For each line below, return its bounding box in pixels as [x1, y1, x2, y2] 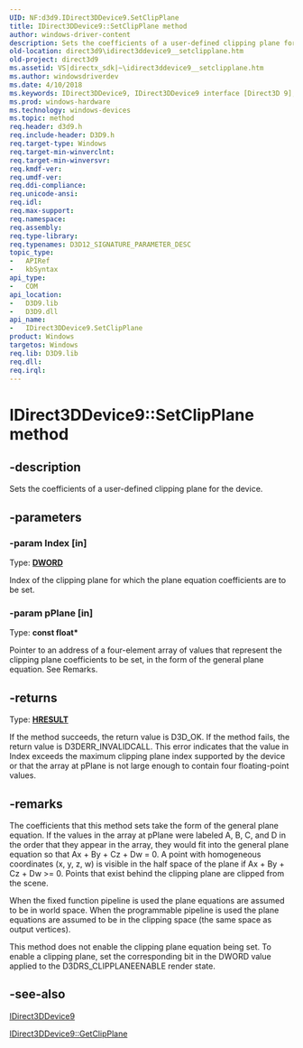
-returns [9, 690, 58, 705]
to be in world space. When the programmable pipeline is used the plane [9, 904, 280, 915]
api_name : [9, 315, 47, 325]
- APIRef [9, 256, 50, 266]
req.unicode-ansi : [9, 190, 78, 199]
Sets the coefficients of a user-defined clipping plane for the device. [9, 484, 263, 495]
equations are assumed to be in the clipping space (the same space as [9, 914, 272, 925]
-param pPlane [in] [9, 607, 93, 619]
